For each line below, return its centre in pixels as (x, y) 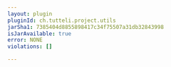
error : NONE (25, 40)
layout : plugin (30, 14)
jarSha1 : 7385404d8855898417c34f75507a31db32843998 (85, 27)
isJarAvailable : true (40, 33)
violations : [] (30, 47)
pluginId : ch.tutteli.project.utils (62, 20)
